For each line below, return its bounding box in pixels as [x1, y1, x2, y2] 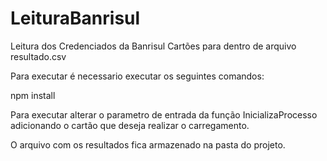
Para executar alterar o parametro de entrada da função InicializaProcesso [10, 108, 318, 121]
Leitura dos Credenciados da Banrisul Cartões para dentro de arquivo [10, 40, 297, 52]
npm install [10, 89, 56, 101]
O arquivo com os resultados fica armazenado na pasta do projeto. [10, 138, 286, 151]
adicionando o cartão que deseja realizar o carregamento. [10, 119, 250, 131]
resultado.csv [10, 50, 67, 62]
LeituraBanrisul [10, 7, 141, 30]
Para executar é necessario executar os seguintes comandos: [10, 70, 265, 82]
